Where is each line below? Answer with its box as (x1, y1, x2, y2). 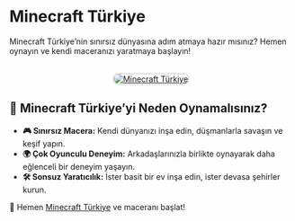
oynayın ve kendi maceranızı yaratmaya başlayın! (9, 45, 192, 56)
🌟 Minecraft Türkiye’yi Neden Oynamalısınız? (9, 101, 268, 116)
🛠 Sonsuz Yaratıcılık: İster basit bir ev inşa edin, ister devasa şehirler (22, 171, 281, 181)
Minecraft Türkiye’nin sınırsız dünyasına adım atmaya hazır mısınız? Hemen (9, 36, 287, 47)
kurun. (22, 184, 47, 195)
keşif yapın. (22, 137, 66, 149)
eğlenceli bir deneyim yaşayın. (22, 161, 136, 172)
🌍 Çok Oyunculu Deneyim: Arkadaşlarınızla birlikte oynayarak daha (22, 148, 276, 159)
